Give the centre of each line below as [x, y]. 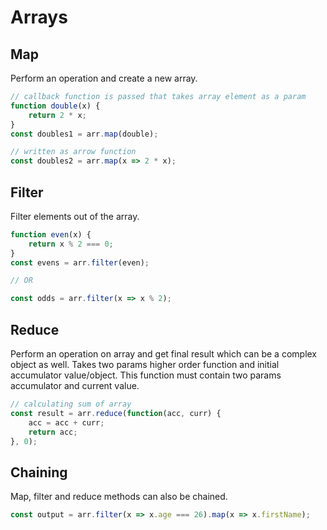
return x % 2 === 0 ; [71, 244]
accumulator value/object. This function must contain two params [146, 375]
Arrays [39, 17]
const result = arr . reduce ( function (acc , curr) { [116, 413]
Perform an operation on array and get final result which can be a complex [164, 354]
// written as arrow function [73, 152]
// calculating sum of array [71, 404]
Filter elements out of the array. [75, 216]
